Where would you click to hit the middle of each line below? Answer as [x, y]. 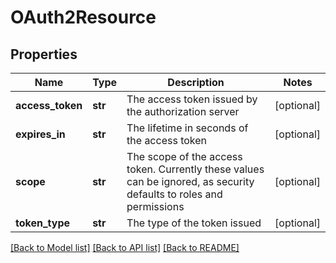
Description [196, 82]
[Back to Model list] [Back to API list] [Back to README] [125, 247]
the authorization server [183, 111]
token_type [43, 223]
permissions [155, 206]
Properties [44, 54]
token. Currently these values [195, 169]
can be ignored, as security [190, 181]
